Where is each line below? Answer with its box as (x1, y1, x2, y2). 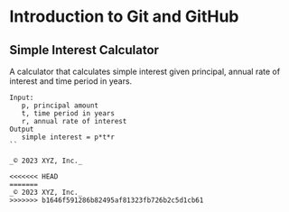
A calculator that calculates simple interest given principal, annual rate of (9, 66, 281, 77)
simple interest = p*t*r (21, 133, 116, 142)
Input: (9, 93, 34, 102)
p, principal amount (21, 101, 99, 110)
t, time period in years (21, 109, 116, 118)
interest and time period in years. (9, 76, 133, 87)
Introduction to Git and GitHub (9, 6, 239, 27)
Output (9, 124, 34, 134)
